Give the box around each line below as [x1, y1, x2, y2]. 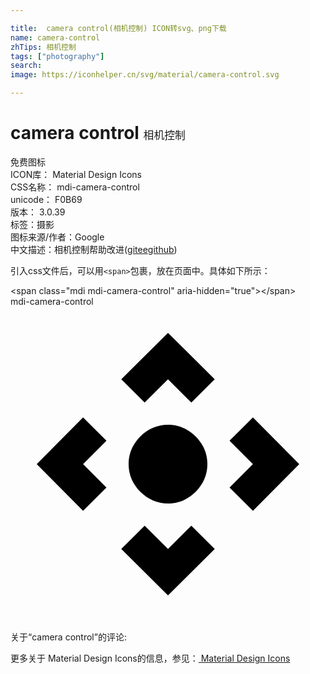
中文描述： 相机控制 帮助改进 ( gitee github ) [10, 243, 178, 255]
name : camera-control [10, 32, 101, 43]
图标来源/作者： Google [10, 231, 105, 243]
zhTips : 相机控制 [10, 42, 77, 52]
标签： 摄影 [10, 218, 55, 230]
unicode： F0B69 [10, 193, 83, 205]
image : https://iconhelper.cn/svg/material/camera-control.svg [10, 70, 280, 80]
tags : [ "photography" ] [10, 51, 105, 61]
